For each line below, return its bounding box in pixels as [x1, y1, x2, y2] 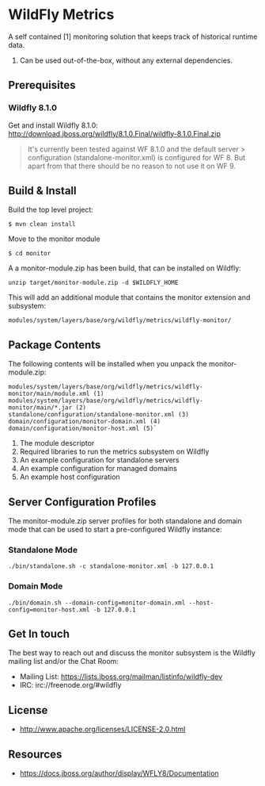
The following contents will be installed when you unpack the [8, 359, 207, 369]
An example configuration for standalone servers [19, 455, 180, 465]
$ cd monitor [8, 250, 51, 258]
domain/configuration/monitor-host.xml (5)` [8, 424, 157, 433]
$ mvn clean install [8, 220, 77, 228]
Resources [8, 747, 62, 761]
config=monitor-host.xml [8, 605, 90, 614]
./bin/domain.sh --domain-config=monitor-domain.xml [8, 599, 186, 607]
